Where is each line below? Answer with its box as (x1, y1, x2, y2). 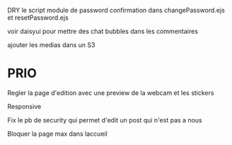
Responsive (7, 102, 42, 111)
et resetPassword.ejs (7, 13, 69, 22)
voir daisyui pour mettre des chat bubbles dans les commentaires (7, 27, 198, 35)
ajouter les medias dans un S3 (7, 41, 95, 49)
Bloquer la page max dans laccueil (7, 130, 108, 138)
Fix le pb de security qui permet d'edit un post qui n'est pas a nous (7, 115, 203, 124)
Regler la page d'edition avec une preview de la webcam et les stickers (7, 88, 214, 97)
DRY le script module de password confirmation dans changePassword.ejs (7, 6, 225, 14)
